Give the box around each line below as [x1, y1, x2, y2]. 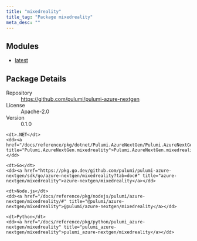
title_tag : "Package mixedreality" [6, 14, 93, 20]
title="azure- [142, 173, 177, 179]
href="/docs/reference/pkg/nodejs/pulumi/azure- [24, 194, 145, 199]
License [6, 102, 25, 108]
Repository [6, 89, 32, 96]
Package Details [6, 74, 66, 84]
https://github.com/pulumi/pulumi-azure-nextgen [21, 96, 140, 103]
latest [14, 57, 28, 64]
